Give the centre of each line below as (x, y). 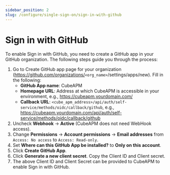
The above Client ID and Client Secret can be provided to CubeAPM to (86, 162)
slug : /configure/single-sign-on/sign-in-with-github (64, 15)
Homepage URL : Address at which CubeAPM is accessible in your (90, 91)
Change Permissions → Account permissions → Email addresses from (88, 134)
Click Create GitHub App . (40, 151)
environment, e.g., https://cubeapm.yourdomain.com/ (77, 96)
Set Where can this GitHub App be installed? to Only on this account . (87, 145)
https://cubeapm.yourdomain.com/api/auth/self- (71, 113)
